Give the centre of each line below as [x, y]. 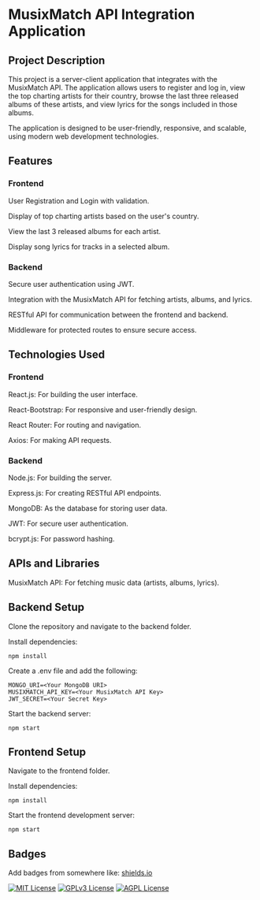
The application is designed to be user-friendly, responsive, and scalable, [127, 128]
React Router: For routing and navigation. [75, 425]
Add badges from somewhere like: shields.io [80, 873]
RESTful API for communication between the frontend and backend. [118, 314]
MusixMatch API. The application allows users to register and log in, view [127, 87]
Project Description [57, 60]
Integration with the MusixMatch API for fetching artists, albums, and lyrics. [130, 299]
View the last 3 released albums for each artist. [85, 231]
